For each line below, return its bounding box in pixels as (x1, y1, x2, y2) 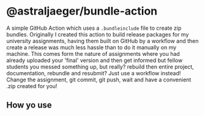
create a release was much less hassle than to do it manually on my (6, 44, 177, 51)
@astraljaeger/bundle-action (6, 4, 158, 18)
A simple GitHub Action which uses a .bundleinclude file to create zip (6, 24, 182, 32)
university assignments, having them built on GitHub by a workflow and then (6, 37, 199, 44)
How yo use (6, 100, 52, 111)
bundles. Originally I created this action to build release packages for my (6, 30, 189, 38)
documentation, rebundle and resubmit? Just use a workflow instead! (6, 69, 181, 77)
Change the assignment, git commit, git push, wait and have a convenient (6, 76, 192, 83)
